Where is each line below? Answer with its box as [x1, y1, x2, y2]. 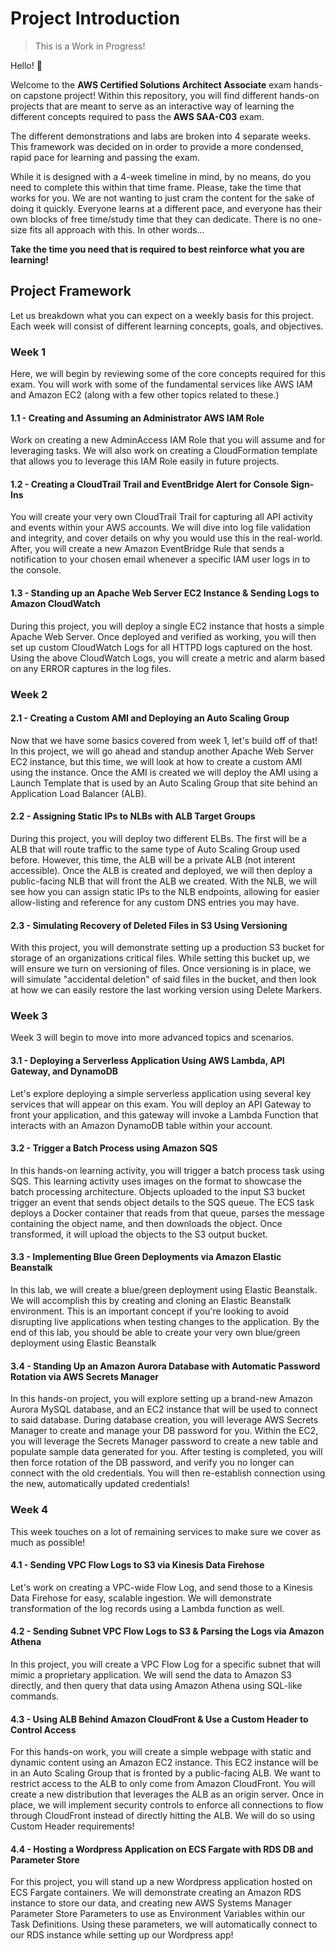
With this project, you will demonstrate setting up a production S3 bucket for [10, 942, 325, 954]
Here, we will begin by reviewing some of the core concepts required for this [10, 368, 326, 380]
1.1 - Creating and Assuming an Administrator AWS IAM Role [10, 412, 265, 424]
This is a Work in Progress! [34, 40, 146, 52]
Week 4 [10, 1503, 49, 1517]
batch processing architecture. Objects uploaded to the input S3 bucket [10, 1185, 306, 1197]
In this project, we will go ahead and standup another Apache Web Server [10, 745, 315, 757]
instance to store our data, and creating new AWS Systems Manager [10, 1897, 292, 1909]
